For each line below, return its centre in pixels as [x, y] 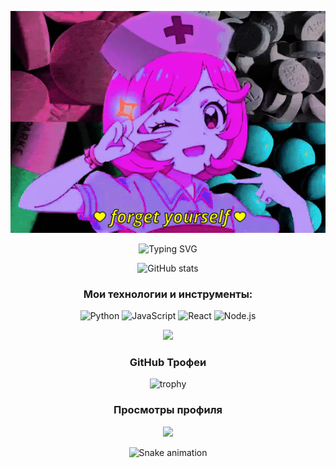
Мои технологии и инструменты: [168, 294]
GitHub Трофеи [168, 363]
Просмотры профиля [168, 410]
